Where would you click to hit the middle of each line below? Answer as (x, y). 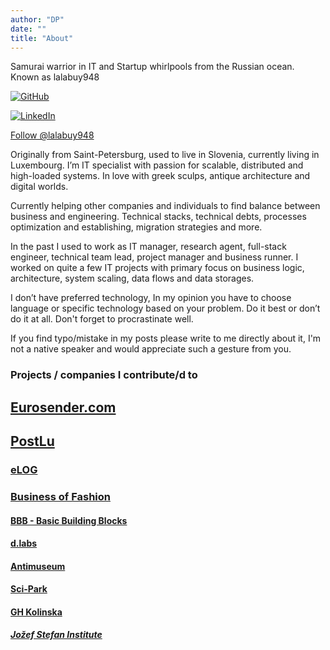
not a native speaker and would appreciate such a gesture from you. (151, 349)
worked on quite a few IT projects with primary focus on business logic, (157, 268)
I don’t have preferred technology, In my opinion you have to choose (151, 298)
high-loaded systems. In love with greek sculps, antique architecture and (160, 176)
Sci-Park (29, 589)
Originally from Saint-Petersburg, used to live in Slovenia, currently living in (165, 155)
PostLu (32, 441)
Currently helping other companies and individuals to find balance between (165, 206)
